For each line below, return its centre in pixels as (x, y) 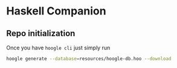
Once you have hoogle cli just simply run (58, 48)
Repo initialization (41, 33)
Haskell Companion (56, 11)
